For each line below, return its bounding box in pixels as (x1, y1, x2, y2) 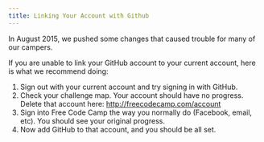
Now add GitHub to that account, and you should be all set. (19, 124, 217, 134)
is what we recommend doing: (8, 66, 109, 76)
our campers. (8, 42, 53, 52)
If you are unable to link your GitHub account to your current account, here (8, 58, 256, 67)
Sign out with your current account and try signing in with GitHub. (19, 82, 238, 91)
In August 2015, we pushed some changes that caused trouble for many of (8, 34, 256, 43)
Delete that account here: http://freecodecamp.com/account (19, 99, 221, 108)
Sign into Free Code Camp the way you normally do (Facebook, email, (19, 108, 252, 117)
